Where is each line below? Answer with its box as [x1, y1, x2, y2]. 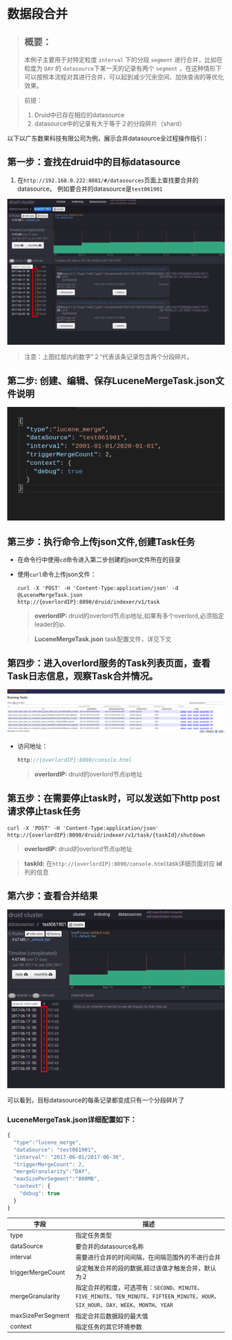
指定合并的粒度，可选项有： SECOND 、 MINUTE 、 [75, 1283, 204, 1292]
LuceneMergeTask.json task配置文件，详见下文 [34, 635, 172, 643]
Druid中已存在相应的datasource [34, 111, 125, 119]
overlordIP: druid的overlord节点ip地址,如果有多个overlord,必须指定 [34, 612, 224, 620]
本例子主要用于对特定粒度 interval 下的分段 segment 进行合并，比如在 [23, 56, 223, 64]
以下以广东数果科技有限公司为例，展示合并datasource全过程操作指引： [7, 134, 209, 142]
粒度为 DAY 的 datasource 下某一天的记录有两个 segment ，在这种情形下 [23, 64, 222, 73]
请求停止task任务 [7, 805, 81, 817]
